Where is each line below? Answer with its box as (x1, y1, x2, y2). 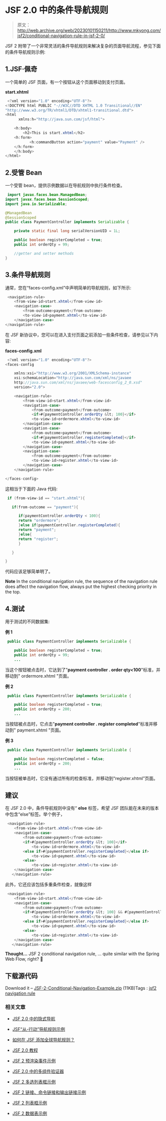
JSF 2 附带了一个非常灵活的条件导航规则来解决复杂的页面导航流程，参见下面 (5, 43, 161, 49)
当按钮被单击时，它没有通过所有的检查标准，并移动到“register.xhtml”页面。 (5, 775, 158, 781)
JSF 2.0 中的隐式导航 (12, 1016, 55, 1022)
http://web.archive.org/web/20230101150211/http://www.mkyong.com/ (17, 27, 161, 33)
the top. (5, 589, 21, 595)
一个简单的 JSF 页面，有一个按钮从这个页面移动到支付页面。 (5, 79, 128, 85)
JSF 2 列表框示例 (12, 1100, 47, 1106)
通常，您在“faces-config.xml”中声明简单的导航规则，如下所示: (5, 285, 132, 291)
